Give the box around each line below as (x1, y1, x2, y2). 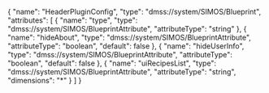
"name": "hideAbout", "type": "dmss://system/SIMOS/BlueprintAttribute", (7, 32, 251, 42)
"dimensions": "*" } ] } (7, 76, 82, 85)
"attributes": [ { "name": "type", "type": (7, 15, 138, 25)
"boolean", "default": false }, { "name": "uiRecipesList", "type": (7, 58, 217, 68)
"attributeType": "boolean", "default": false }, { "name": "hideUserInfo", (7, 41, 245, 51)
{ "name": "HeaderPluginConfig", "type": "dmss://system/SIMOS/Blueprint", (7, 7, 262, 16)
